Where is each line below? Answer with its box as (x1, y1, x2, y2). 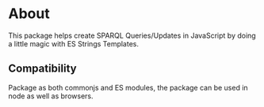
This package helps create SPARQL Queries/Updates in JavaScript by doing (8, 31, 256, 40)
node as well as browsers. (8, 91, 94, 101)
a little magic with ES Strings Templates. (8, 39, 140, 48)
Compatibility (8, 62, 77, 76)
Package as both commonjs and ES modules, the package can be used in (8, 83, 248, 92)
